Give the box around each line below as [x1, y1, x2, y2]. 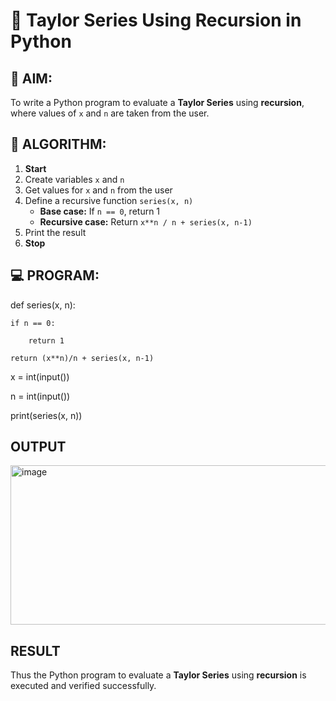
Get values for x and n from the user [24, 184, 173, 196]
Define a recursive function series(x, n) [24, 194, 194, 206]
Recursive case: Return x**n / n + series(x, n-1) [39, 215, 253, 228]
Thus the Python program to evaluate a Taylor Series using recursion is [10, 669, 307, 681]
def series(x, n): [10, 299, 76, 311]
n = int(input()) [10, 390, 71, 402]
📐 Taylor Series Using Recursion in [10, 9, 302, 32]
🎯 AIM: [10, 70, 53, 87]
